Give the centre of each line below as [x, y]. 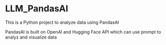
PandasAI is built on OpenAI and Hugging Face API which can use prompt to [83, 32]
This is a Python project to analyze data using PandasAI [62, 22]
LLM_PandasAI [37, 9]
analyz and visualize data [31, 37]
